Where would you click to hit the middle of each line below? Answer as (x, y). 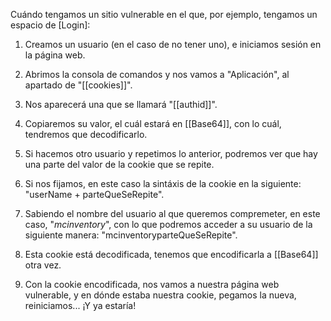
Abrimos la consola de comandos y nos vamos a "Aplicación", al (157, 74)
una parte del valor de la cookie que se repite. (119, 164)
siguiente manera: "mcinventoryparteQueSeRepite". (131, 235)
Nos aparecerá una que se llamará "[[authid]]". (121, 104)
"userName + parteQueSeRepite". (94, 194)
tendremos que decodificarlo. (86, 134)
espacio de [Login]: (50, 25)
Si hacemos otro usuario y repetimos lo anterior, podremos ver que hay (171, 153)
